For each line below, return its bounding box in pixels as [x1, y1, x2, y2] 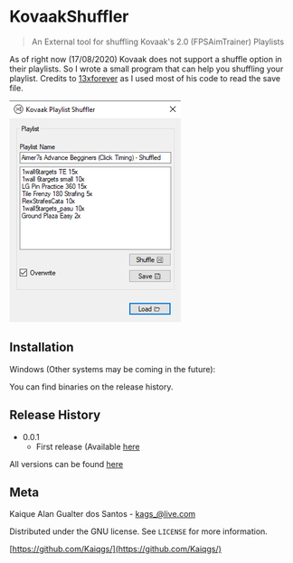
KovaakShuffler [9, 6, 129, 27]
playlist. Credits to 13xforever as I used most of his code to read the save [9, 72, 281, 83]
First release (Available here [35, 441, 140, 452]
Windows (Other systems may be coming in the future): [9, 363, 216, 374]
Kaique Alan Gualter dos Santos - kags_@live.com [9, 509, 196, 520]
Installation [9, 340, 74, 355]
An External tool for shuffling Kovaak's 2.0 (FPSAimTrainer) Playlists [31, 36, 285, 47]
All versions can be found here [9, 458, 124, 469]
